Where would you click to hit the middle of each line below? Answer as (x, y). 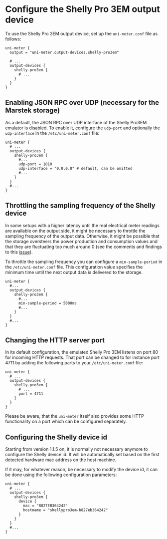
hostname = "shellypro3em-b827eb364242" (66, 510)
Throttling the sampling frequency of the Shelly (80, 206)
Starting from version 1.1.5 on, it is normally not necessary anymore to (77, 449)
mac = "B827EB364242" (46, 506)
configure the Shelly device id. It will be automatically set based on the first (82, 455)
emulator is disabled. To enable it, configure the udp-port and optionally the (83, 128)
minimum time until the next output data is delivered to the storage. (74, 272)
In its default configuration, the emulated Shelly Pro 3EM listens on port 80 (82, 352)
